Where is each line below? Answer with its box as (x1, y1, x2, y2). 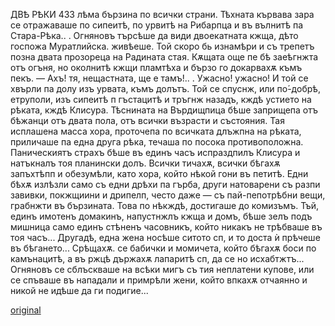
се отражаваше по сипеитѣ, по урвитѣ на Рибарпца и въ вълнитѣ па (10, 19, 304, 31)
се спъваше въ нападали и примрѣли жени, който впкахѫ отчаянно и (10, 274, 308, 286)
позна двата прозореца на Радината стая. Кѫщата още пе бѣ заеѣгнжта (10, 51, 319, 63)
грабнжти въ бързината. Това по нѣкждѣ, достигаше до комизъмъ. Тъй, (10, 200, 320, 211)
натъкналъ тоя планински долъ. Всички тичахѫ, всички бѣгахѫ (10, 157, 281, 169)
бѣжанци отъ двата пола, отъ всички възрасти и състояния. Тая (10, 115, 285, 126)
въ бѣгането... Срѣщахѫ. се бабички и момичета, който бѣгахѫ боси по (10, 242, 317, 254)
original (10, 304, 42, 316)
